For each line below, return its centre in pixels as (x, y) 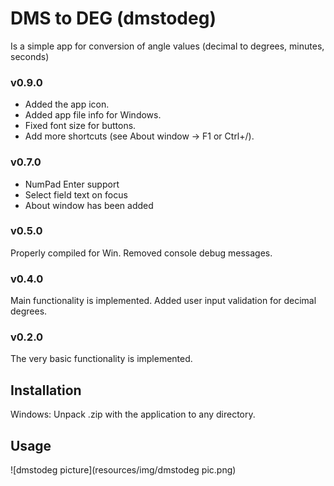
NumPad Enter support (72, 184)
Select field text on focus (76, 194)
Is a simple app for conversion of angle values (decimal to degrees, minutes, (167, 46)
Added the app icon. (67, 104)
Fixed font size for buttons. (80, 126)
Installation (46, 390)
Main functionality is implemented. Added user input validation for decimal (163, 301)
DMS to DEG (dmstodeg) (113, 18)
